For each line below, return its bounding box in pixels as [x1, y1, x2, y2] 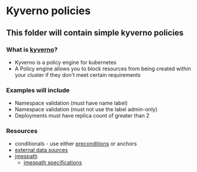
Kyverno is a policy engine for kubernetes [14, 59, 117, 66]
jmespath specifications [23, 159, 82, 166]
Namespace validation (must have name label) [14, 99, 128, 107]
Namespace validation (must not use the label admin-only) [14, 106, 158, 113]
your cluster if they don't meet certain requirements [14, 71, 141, 78]
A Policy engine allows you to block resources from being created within [14, 65, 191, 72]
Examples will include [6, 86, 70, 94]
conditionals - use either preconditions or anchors [14, 140, 137, 147]
